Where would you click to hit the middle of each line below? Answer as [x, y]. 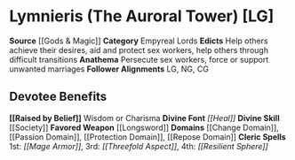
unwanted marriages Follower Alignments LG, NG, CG [109, 69]
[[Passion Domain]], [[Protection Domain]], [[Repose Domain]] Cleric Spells [147, 137]
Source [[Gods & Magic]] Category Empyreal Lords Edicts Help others [139, 41]
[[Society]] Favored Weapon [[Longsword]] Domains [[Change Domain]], [144, 127]
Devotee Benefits [58, 97]
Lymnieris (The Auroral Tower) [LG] [142, 16]
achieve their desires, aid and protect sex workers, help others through [139, 50]
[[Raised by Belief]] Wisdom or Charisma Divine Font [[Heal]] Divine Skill [144, 118]
